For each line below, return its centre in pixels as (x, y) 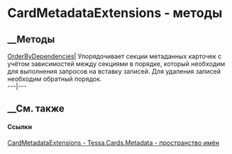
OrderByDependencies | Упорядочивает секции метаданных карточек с (115, 56)
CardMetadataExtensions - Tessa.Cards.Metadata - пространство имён (114, 143)
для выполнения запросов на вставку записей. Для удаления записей (114, 71)
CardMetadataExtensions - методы (115, 13)
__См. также (36, 109)
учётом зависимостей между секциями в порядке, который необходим (116, 64)
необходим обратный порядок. (55, 79)
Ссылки (20, 126)
